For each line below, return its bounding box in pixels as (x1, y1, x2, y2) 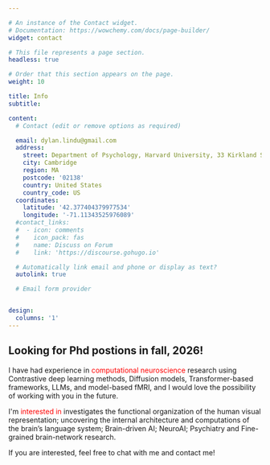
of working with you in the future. (8, 391, 119, 401)
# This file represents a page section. (8, 48, 146, 56)
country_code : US (22, 188, 81, 197)
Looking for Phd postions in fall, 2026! (8, 344, 203, 358)
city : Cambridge (22, 158, 78, 167)
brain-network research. (35, 432, 117, 442)
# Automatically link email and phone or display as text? (15, 263, 218, 271)
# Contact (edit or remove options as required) (15, 121, 182, 130)
